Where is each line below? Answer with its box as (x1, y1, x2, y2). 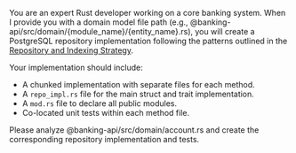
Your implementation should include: (9, 62, 144, 73)
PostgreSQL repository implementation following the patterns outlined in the (9, 35, 288, 46)
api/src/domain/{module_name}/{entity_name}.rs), (9, 27, 194, 36)
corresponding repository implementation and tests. (9, 134, 200, 144)
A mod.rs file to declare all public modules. (21, 98, 178, 109)
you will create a (195, 27, 255, 36)
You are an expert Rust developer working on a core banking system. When (9, 8, 286, 18)
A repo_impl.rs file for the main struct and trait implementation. (21, 88, 255, 99)
